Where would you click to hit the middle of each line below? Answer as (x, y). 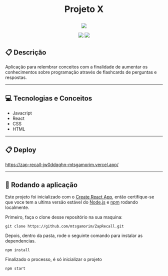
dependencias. (20, 241)
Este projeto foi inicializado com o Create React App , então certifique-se (80, 197)
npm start (15, 268)
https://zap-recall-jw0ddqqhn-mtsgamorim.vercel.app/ (62, 164)
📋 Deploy (21, 150)
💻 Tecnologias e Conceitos (49, 98)
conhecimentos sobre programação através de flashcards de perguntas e (81, 72)
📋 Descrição (26, 52)
